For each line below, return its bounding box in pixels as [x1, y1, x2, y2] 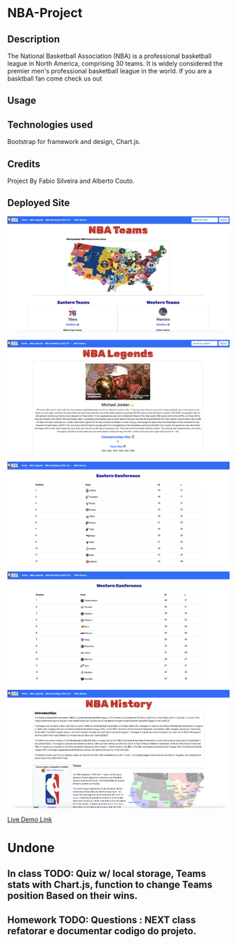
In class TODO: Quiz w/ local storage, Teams [7, 868, 207, 880]
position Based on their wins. [7, 890, 138, 902]
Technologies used [7, 119, 93, 131]
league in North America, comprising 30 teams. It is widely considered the [7, 59, 224, 68]
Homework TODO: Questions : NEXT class [7, 914, 196, 926]
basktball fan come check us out [7, 74, 102, 83]
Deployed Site [7, 197, 71, 209]
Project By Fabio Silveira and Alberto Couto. [7, 177, 135, 185]
